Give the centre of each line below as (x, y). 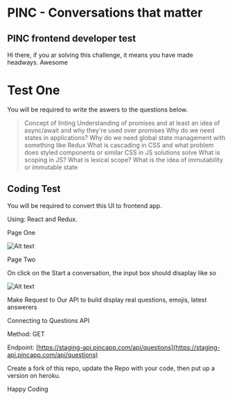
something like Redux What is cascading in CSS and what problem (119, 145)
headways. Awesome (37, 62)
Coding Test (34, 189)
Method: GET (26, 333)
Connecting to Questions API (48, 320)
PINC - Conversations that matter (105, 13)
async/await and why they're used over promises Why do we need (119, 130)
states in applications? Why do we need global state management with (125, 137)
